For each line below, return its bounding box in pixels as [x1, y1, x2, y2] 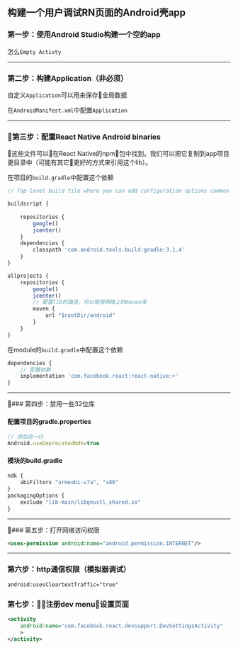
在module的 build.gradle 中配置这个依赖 [7, 345, 123, 354]
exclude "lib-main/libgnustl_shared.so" [20, 498, 141, 505]
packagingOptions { [7, 492, 65, 499]
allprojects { [7, 272, 50, 279]
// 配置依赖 [20, 366, 51, 374]
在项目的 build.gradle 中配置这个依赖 [7, 173, 114, 182]
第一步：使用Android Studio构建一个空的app [7, 30, 161, 40]
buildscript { [7, 201, 50, 208]
